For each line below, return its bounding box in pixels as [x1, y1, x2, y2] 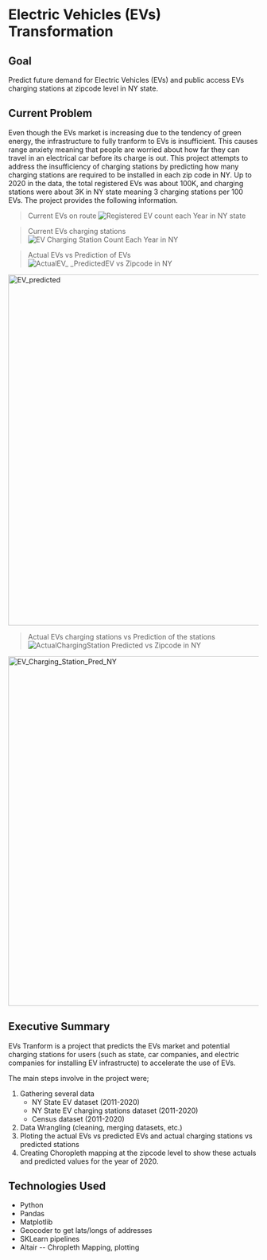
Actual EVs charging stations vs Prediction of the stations [27, 632, 216, 641]
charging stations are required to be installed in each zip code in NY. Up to [8, 169, 253, 180]
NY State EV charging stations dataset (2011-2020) [31, 1106, 199, 1115]
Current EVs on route [27, 211, 97, 220]
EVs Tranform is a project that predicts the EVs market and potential [8, 1040, 230, 1051]
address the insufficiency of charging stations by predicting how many [8, 161, 239, 171]
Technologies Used [8, 1180, 106, 1193]
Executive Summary [8, 1020, 110, 1033]
